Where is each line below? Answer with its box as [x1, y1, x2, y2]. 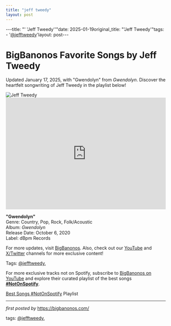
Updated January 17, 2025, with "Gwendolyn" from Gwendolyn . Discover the [6, 77, 166, 83]
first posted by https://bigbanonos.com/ [6, 305, 89, 311]
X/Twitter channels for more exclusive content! [6, 250, 104, 256]
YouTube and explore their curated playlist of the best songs [6, 275, 132, 282]
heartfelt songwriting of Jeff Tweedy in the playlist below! [6, 82, 126, 88]
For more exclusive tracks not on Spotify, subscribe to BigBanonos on [6, 270, 152, 276]
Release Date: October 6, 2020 [6, 230, 71, 236]
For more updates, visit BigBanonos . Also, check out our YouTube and [6, 245, 152, 251]
